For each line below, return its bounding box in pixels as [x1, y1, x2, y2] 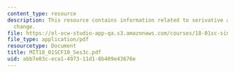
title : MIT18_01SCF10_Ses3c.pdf [7, 49, 101, 56]
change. [13, 23, 36, 30]
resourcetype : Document [7, 42, 77, 49]
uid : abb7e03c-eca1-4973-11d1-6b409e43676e [7, 56, 136, 63]
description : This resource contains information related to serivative [7, 17, 224, 24]
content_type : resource [7, 10, 77, 17]
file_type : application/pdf [7, 36, 90, 43]
